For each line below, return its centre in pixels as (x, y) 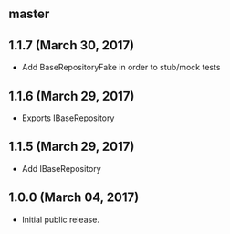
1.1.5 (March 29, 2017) (72, 147)
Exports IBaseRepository (68, 118)
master (29, 14)
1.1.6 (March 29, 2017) (72, 96)
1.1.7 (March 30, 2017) (72, 45)
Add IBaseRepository (61, 168)
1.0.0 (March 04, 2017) (74, 198)
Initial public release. (60, 219)
